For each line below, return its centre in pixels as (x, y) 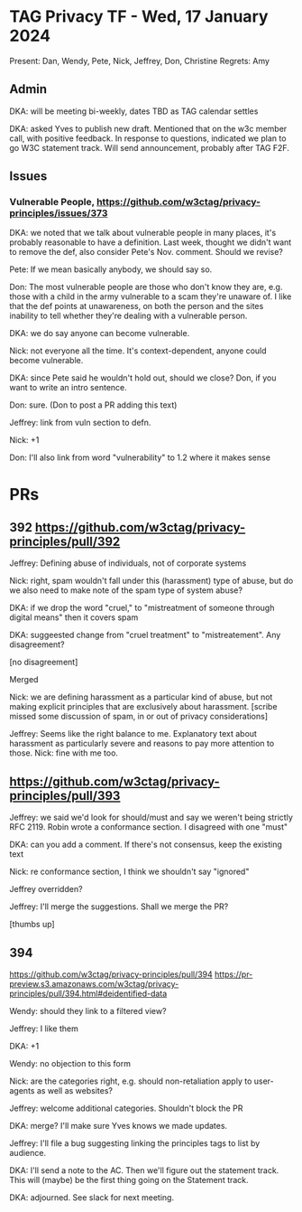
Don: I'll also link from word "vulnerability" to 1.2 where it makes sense (140, 457)
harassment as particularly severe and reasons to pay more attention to (142, 744)
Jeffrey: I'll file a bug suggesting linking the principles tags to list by (135, 1143)
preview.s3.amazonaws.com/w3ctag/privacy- (94, 984)
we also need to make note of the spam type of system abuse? (126, 590)
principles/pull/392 (65, 542)
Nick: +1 (24, 440)
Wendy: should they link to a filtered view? (88, 1011)
